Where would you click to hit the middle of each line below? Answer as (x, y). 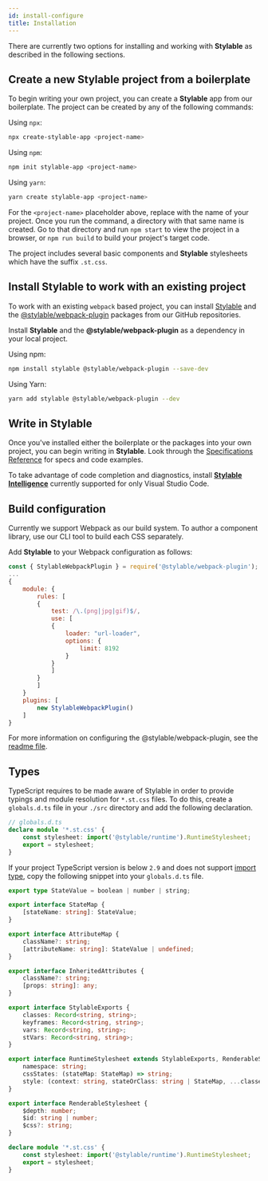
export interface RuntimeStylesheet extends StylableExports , (114, 1060)
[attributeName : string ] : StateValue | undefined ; (108, 949)
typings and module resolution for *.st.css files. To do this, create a (120, 799)
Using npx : (25, 123)
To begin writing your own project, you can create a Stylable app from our (130, 99)
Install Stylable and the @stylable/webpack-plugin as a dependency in (127, 330)
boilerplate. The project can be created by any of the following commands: (131, 107)
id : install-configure (46, 16)
